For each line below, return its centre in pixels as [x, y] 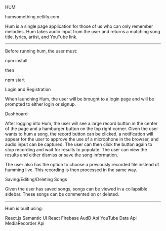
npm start [15, 80]
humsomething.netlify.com [32, 17]
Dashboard [17, 114]
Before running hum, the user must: [41, 51]
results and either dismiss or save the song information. [62, 155]
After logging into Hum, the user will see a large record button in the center [82, 123]
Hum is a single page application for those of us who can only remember [79, 26]
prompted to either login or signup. [41, 104]
